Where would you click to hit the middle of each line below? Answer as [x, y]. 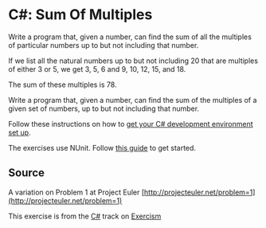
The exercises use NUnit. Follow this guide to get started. [102, 147]
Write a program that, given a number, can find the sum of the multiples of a [133, 100]
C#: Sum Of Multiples [80, 15]
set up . [20, 132]
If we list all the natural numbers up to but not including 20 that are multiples [133, 61]
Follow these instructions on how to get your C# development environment [131, 124]
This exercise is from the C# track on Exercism [85, 216]
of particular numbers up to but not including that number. [104, 45]
